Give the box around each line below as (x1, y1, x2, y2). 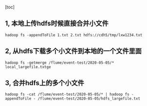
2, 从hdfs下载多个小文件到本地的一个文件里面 (5, 47, 142, 55)
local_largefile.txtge (5, 64, 51, 70)
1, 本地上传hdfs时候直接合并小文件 (5, 19, 109, 28)
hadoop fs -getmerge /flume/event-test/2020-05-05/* (5, 60, 114, 65)
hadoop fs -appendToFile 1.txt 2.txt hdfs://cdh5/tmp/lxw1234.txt (5, 33, 143, 37)
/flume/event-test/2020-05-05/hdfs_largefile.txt (37, 96, 140, 101)
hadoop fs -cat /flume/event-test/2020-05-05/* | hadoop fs (5, 92, 130, 97)
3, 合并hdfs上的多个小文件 (5, 79, 84, 87)
